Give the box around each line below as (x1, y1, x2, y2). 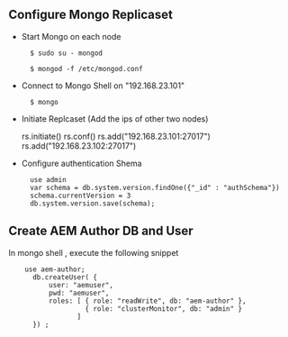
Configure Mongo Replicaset (8, 7, 173, 23)
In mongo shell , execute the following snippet (8, 247, 179, 258)
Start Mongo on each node (21, 31, 121, 41)
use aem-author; (24, 265, 86, 274)
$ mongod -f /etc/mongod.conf (30, 64, 143, 73)
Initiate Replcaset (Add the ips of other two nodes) (21, 113, 209, 124)
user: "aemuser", (48, 280, 114, 289)
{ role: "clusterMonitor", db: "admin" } (85, 304, 243, 314)
